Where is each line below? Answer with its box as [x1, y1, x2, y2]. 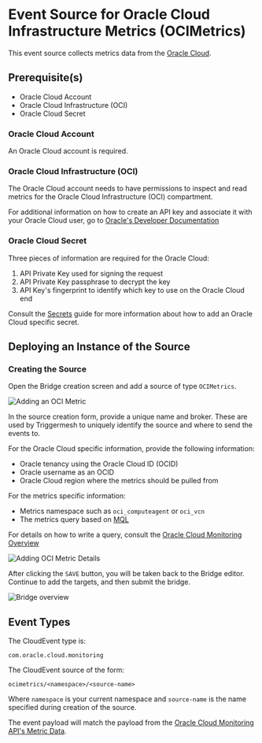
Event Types [8, 615, 71, 629]
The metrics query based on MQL [19, 515, 130, 524]
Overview [8, 538, 39, 548]
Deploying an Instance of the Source [8, 340, 190, 353]
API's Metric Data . [8, 726, 67, 736]
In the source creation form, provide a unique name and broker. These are [8, 412, 248, 422]
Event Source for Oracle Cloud [8, 6, 211, 24]
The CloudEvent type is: [8, 636, 87, 646]
